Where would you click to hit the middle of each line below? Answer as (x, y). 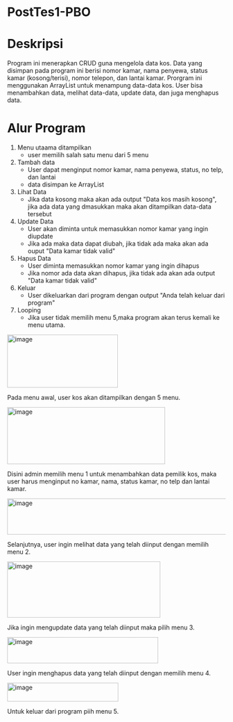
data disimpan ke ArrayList (66, 184)
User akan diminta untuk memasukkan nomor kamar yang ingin (118, 229)
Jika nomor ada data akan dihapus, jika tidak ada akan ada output (121, 273)
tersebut (40, 214)
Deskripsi (35, 44)
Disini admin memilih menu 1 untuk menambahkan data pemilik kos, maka (112, 474)
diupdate (40, 236)
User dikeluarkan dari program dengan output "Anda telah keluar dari (126, 296)
